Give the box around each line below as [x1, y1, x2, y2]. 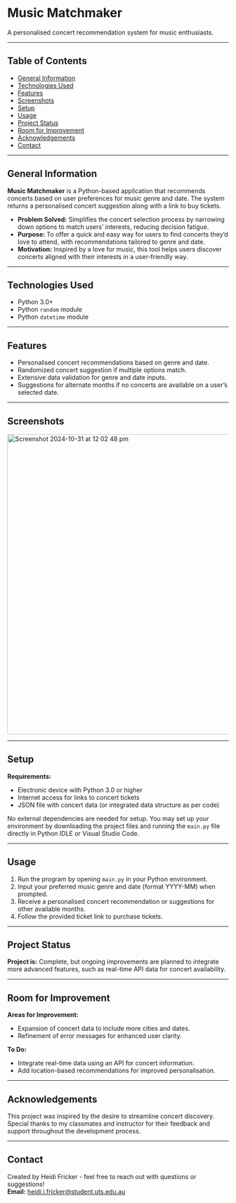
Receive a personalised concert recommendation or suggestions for [17, 897, 215, 905]
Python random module [17, 305, 83, 314]
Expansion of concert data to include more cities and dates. [17, 1024, 190, 1033]
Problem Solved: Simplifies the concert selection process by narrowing [17, 215, 225, 223]
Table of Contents [7, 55, 88, 67]
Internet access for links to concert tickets [17, 793, 140, 801]
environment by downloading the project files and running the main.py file [7, 822, 221, 830]
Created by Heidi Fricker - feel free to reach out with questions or [7, 1172, 197, 1181]
